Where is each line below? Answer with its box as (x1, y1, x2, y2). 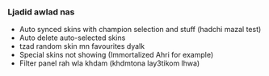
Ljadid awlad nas (7, 6, 75, 18)
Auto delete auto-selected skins (19, 33, 126, 42)
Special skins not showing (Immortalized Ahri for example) (19, 50, 214, 60)
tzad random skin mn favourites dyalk (19, 42, 145, 51)
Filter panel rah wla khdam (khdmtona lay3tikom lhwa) (19, 58, 200, 68)
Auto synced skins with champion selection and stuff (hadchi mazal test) (19, 25, 262, 34)
